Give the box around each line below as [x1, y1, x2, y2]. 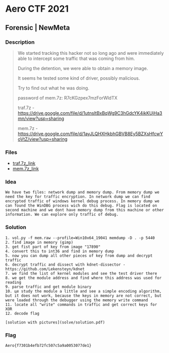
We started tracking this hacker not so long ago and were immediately [17, 50, 164, 56]
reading [5, 280, 22, 285]
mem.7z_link [12, 166, 39, 172]
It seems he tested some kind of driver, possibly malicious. [17, 75, 140, 81]
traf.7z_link [12, 161, 35, 167]
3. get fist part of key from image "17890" [5, 244, 101, 249]
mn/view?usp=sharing [17, 115, 64, 121]
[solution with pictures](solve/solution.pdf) [5, 319, 105, 325]
